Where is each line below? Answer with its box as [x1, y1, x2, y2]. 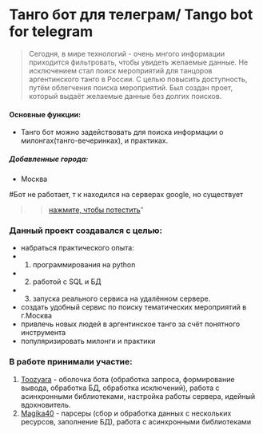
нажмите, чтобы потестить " [48, 205, 145, 215]
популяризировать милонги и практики [20, 337, 156, 346]
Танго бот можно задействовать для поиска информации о [20, 128, 224, 137]
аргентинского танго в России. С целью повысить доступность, [28, 74, 248, 84]
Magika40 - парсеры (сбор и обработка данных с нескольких [20, 408, 232, 418]
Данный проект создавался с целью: [9, 225, 163, 236]
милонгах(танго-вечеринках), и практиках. [20, 136, 169, 145]
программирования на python [32, 260, 136, 270]
